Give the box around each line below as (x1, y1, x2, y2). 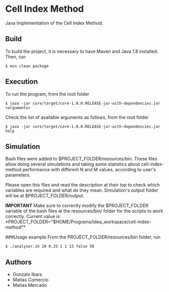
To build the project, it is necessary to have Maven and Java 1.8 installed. (5, 48, 159, 54)
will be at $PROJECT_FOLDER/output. (5, 193, 85, 199)
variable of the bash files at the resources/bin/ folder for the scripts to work (5, 208, 163, 214)
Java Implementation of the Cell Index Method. (5, 20, 103, 26)
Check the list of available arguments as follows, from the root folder (5, 114, 149, 120)
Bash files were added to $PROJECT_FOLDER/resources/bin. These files (5, 156, 158, 162)
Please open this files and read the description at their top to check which (5, 182, 160, 188)
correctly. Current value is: (5, 214, 61, 220)
